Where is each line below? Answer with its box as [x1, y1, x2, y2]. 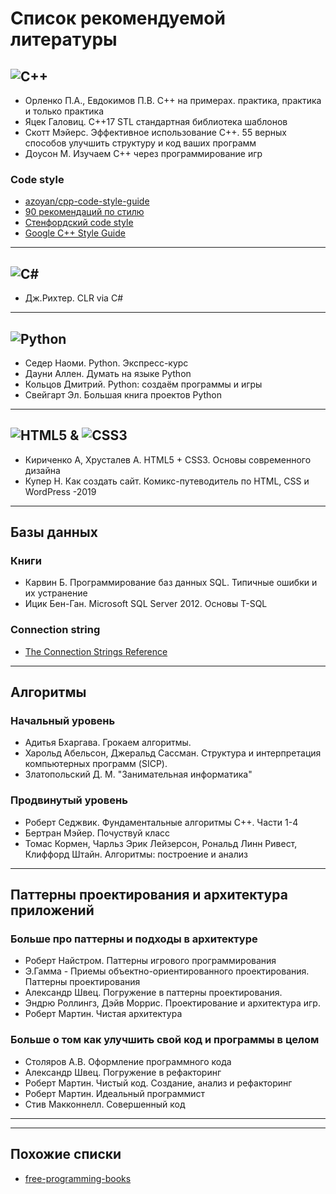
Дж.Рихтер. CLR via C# [24, 292, 124, 304]
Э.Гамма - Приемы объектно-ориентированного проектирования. [24, 965, 310, 977]
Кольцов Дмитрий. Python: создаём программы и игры [24, 378, 263, 390]
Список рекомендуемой [10, 7, 226, 30]
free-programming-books [24, 1172, 132, 1184]
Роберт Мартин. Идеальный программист [24, 1087, 206, 1099]
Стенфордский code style [24, 217, 134, 229]
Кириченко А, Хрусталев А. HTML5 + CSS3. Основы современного [24, 453, 312, 466]
